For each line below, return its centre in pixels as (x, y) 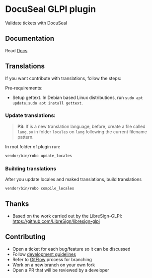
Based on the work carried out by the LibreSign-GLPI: (67, 216)
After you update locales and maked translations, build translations (74, 180)
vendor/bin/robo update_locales (38, 156)
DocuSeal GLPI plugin (50, 9)
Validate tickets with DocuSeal (36, 23)
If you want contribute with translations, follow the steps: (63, 78)
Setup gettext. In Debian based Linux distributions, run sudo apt (77, 97)
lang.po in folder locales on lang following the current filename (82, 132)
